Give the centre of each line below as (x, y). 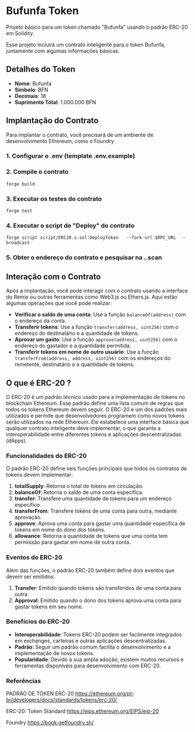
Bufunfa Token (42, 11)
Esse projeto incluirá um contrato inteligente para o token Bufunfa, (86, 45)
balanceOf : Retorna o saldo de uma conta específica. (79, 492)
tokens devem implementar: (39, 475)
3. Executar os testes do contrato (54, 199)
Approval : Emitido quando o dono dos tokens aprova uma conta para (98, 600)
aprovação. (28, 517)
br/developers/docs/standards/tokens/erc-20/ (62, 700)
